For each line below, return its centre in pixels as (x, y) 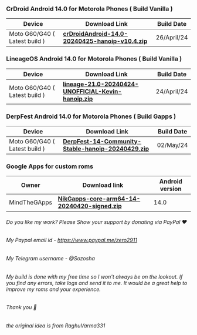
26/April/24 (172, 38)
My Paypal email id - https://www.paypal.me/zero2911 (72, 240)
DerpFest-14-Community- (102, 141)
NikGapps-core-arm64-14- (99, 199)
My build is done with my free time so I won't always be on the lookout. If (94, 277)
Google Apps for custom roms (50, 166)
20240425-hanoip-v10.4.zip (105, 41)
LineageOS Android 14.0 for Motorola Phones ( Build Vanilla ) (94, 59)
